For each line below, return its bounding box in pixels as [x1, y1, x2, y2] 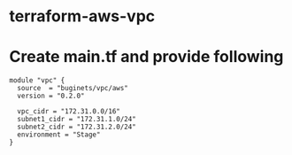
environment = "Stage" [17, 130, 101, 139]
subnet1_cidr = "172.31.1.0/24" [17, 115, 137, 124]
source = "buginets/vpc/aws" [17, 84, 128, 93]
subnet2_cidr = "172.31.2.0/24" [17, 122, 137, 132]
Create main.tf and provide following [9, 47, 284, 67]
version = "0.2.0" [17, 91, 86, 101]
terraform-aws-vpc [9, 6, 156, 27]
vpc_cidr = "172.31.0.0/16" [17, 107, 121, 116]
